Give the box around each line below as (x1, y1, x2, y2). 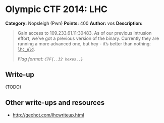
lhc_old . (17, 46, 35, 52)
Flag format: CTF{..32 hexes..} (17, 55, 83, 61)
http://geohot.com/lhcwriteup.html (12, 112, 84, 118)
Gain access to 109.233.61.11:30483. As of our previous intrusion (17, 30, 152, 36)
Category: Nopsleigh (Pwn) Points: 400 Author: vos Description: (5, 20, 143, 26)
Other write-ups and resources (5, 98, 105, 107)
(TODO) (5, 84, 22, 90)
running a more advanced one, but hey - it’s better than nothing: (17, 40, 151, 46)
